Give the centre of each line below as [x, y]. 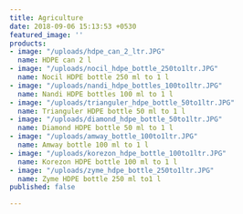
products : [28, 43]
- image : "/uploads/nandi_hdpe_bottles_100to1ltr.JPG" [116, 86]
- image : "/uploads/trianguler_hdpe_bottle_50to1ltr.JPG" [122, 102]
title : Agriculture [47, 18]
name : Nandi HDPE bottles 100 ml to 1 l [95, 94]
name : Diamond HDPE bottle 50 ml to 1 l [95, 128]
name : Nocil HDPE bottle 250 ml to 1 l [94, 77]
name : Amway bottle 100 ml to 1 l [83, 145]
